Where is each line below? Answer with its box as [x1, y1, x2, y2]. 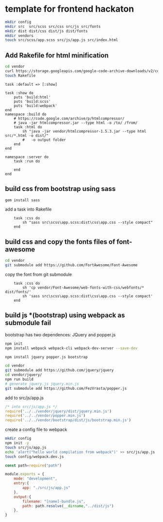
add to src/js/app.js [5, 395, 44, 401]
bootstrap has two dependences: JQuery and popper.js [5, 331, 116, 337]
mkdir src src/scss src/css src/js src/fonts [5, 24, 101, 29]
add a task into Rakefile [5, 206, 52, 213]
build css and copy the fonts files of [5, 237, 115, 246]
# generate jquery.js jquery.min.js [5, 381, 79, 386]
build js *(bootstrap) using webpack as [5, 311, 125, 320]
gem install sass [5, 197, 40, 203]
